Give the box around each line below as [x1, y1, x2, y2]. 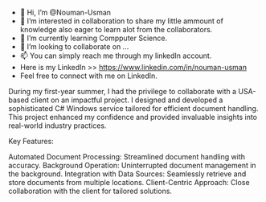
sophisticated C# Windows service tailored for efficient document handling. [8, 104, 259, 113]
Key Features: [8, 137, 54, 146]
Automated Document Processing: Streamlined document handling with [8, 152, 246, 161]
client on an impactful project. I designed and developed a [31, 95, 223, 105]
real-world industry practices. [8, 121, 107, 130]
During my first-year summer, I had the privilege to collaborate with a [8, 87, 237, 96]
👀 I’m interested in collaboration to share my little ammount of [19, 16, 223, 26]
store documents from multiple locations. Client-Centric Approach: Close [8, 178, 251, 187]
